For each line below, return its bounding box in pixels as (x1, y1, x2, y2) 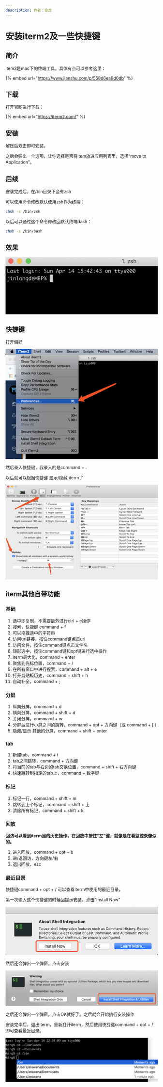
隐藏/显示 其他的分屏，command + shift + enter (12, 728, 107, 733)
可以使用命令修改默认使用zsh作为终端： (5, 199, 85, 205)
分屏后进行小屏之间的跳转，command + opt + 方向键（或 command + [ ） (12, 722, 159, 728)
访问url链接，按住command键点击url (12, 636, 86, 642)
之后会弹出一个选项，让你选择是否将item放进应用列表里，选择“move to (5, 153, 147, 159)
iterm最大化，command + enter (12, 654, 75, 660)
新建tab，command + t (12, 752, 59, 758)
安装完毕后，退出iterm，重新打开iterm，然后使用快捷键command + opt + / (5, 1022, 153, 1027)
